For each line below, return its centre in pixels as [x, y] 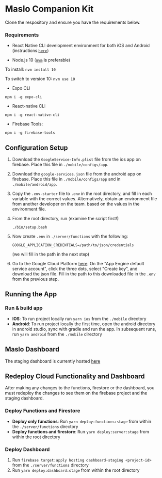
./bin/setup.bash [30, 227]
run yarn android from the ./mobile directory [57, 334]
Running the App [31, 294]
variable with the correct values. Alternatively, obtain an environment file [84, 199]
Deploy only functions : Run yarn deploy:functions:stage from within [82, 421]
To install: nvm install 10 [30, 69]
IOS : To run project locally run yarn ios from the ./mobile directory [79, 319]
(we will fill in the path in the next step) [51, 254]
